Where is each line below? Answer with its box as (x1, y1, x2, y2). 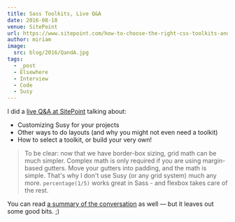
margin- (202, 156, 226, 165)
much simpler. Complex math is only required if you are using (24, 156, 201, 165)
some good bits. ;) (7, 207, 60, 216)
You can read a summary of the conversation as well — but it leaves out (7, 200, 215, 208)
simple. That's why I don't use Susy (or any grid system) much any (24, 172, 217, 180)
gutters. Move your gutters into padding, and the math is (44, 164, 207, 172)
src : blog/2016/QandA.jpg (13, 50, 90, 57)
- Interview (13, 75, 49, 82)
